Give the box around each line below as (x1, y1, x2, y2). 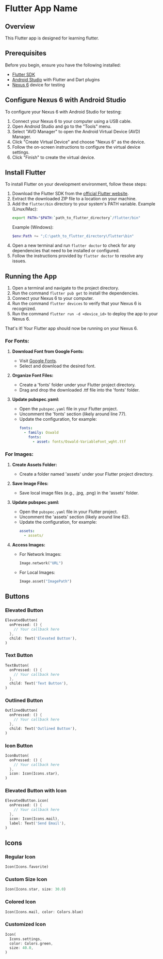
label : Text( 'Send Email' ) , (9, 821, 66, 826)
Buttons (5, 592, 30, 600)
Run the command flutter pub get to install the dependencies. (12, 290, 139, 296)
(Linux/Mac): (12, 206, 38, 212)
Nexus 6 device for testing (12, 82, 65, 87)
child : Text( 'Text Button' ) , (9, 681, 68, 686)
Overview (5, 22, 35, 31)
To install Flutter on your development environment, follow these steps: (5, 181, 147, 187)
